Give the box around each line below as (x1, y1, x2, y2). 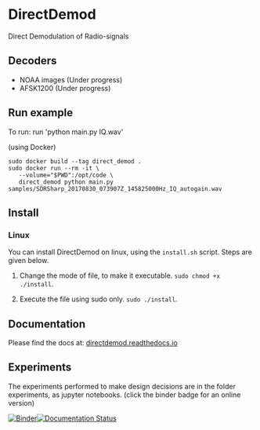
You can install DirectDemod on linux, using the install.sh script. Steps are (8, 247, 252, 257)
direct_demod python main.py (18, 178, 114, 186)
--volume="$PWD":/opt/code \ (18, 171, 114, 179)
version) (8, 398, 35, 407)
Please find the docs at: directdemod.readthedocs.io (8, 338, 178, 348)
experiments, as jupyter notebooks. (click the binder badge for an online (8, 390, 241, 399)
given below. (8, 256, 49, 265)
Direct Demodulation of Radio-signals (8, 31, 129, 41)
